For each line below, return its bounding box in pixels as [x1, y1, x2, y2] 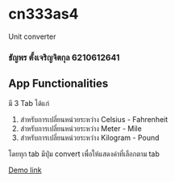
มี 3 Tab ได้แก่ [8, 98, 50, 108]
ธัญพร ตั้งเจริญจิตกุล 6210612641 [8, 52, 120, 63]
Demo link [8, 165, 42, 175]
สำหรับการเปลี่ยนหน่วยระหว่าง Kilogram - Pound [19, 133, 160, 142]
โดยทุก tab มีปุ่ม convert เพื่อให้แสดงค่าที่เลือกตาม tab [8, 149, 160, 159]
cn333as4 [8, 5, 79, 23]
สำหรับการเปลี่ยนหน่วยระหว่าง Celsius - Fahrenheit [19, 114, 169, 124]
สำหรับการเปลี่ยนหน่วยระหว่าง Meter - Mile [19, 123, 143, 133]
